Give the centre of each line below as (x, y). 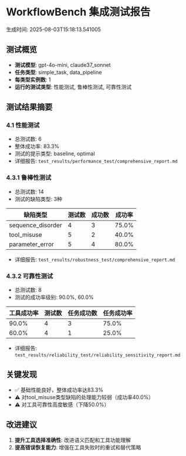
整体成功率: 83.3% (37, 147)
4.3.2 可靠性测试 (30, 276)
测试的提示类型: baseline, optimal (55, 154)
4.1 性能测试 (23, 125)
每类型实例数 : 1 (33, 79)
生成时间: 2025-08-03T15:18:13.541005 (54, 29)
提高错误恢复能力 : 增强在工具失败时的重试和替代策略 (78, 447)
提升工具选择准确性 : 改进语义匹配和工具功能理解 (72, 440)
